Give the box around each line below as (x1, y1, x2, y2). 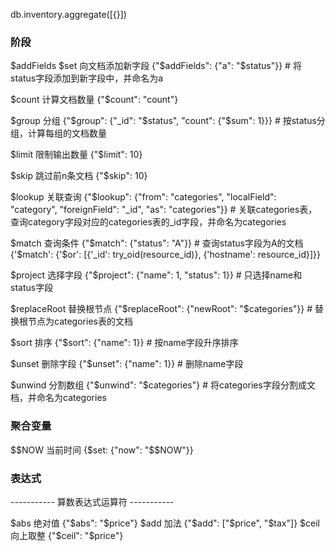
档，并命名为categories (10, 392, 107, 404)
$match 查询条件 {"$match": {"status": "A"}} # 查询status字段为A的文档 (10, 237, 304, 249)
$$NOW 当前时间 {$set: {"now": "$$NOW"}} (10, 444, 194, 456)
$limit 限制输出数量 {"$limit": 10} (10, 149, 143, 161)
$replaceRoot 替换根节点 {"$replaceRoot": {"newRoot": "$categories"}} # (10, 303, 313, 315)
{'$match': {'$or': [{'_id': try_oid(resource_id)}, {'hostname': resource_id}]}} (10, 249, 322, 261)
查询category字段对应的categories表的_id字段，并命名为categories (10, 216, 287, 228)
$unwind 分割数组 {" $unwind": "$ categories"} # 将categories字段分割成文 (10, 379, 316, 391)
